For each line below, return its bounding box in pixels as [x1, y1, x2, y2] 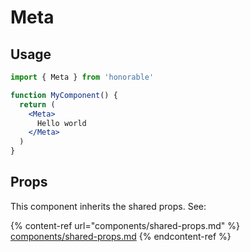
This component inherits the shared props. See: [10, 200, 207, 212]
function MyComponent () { [10, 90, 118, 100]
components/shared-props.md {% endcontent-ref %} [10, 230, 232, 242]
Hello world [36, 118, 87, 128]
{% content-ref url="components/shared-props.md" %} [10, 219, 240, 231]
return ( [19, 99, 56, 110]
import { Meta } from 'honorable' [10, 72, 155, 82]
